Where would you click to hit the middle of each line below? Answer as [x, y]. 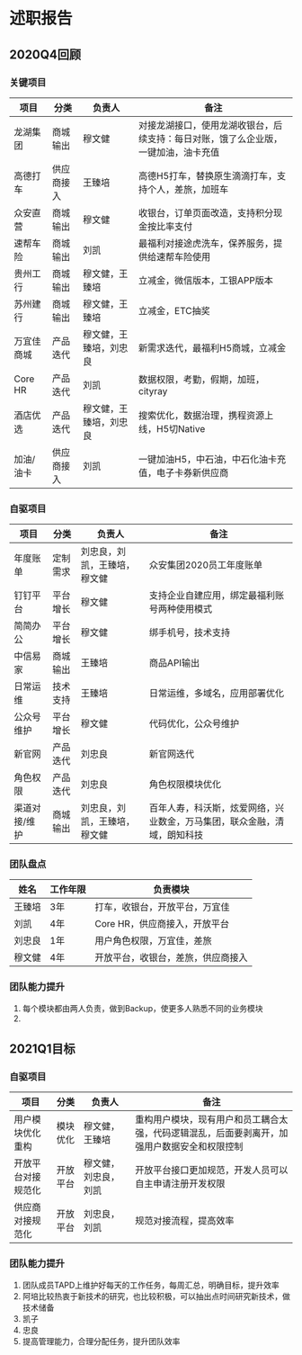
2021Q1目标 [43, 1049]
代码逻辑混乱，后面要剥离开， [216, 1133]
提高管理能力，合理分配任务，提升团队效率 [101, 1341]
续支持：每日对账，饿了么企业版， [210, 139]
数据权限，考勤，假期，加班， [201, 379]
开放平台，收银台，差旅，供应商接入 [172, 957]
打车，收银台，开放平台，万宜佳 [163, 907]
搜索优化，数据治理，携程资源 [201, 415]
